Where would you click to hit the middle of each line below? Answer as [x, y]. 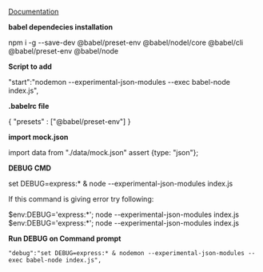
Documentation [34, 12]
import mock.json [38, 137]
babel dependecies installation [61, 27]
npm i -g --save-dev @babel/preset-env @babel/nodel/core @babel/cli [126, 42]
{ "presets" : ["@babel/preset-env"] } [70, 122]
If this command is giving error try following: [81, 199]
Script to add [30, 66]
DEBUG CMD [30, 168]
